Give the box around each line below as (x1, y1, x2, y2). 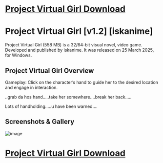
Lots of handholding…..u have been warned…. (5, 103, 98, 109)
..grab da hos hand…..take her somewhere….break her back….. (5, 94, 132, 100)
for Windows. (5, 52, 32, 58)
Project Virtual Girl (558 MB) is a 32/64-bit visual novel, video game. (5, 42, 143, 48)
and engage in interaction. (5, 84, 58, 90)
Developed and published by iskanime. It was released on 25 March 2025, (5, 47, 154, 53)
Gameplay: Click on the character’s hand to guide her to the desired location (5, 79, 159, 85)
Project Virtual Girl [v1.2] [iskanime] (5, 26, 153, 37)
